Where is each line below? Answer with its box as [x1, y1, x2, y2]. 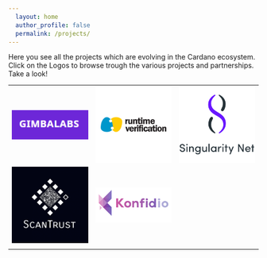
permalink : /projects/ [15, 29, 91, 37]
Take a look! [8, 69, 48, 79]
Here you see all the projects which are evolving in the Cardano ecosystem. [8, 52, 256, 62]
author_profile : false [15, 21, 91, 29]
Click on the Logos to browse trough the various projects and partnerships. [8, 60, 254, 71]
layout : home [15, 13, 59, 21]
